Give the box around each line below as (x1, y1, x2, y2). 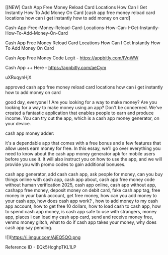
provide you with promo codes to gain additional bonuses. (5, 161, 126, 167)
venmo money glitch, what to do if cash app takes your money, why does (5, 219, 157, 225)
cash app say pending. (5, 225, 53, 230)
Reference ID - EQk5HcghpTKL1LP (5, 244, 76, 250)
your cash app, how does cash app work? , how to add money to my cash (5, 198, 158, 204)
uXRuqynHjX (5, 74, 32, 80)
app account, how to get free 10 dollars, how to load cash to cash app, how (5, 203, 161, 209)
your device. (5, 121, 31, 126)
